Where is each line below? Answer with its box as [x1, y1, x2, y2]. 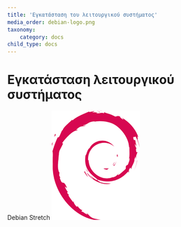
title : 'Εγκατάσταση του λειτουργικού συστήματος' [7, 11, 158, 18]
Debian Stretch [7, 214, 50, 222]
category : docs [20, 34, 64, 41]
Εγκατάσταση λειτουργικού [7, 72, 175, 88]
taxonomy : [7, 26, 36, 33]
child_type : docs [7, 41, 58, 48]
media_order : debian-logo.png [7, 18, 96, 26]
